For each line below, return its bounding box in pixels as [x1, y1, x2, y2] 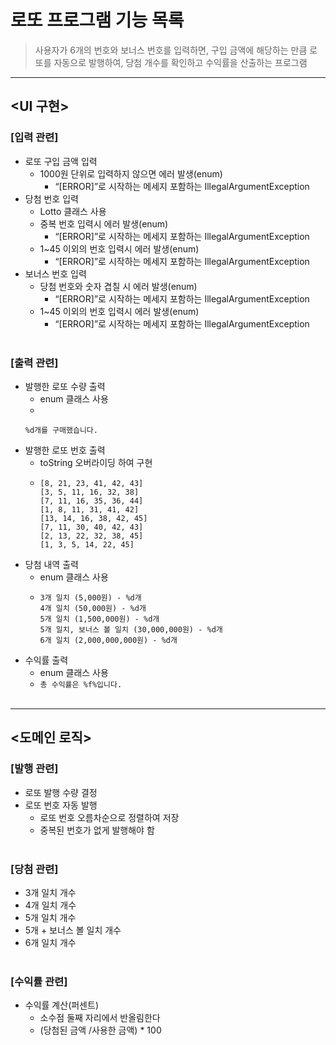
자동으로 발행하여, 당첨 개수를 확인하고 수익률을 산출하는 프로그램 [53, 56, 308, 68]
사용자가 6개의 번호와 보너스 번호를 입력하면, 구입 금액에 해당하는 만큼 [34, 44, 308, 56]
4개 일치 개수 [24, 899, 77, 911]
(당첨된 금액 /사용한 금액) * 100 [39, 1024, 162, 1036]
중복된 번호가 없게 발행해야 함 [39, 824, 155, 836]
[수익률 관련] [10, 974, 68, 988]
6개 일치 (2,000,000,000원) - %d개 [39, 635, 178, 645]
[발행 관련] [10, 762, 59, 776]
